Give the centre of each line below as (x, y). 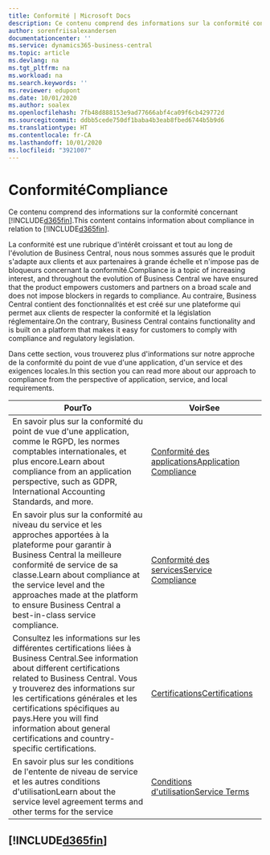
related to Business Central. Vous (75, 678)
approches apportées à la (61, 535)
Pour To (78, 408)
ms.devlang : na (34, 61)
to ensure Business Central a (67, 605)
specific (27, 749)
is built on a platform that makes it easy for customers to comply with (123, 330)
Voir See (204, 408)
